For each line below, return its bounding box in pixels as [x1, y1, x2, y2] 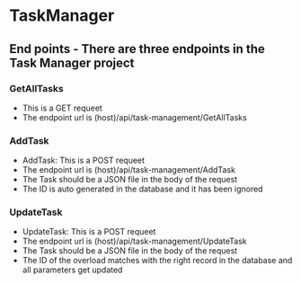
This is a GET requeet [22, 102, 103, 113]
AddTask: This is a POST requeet [22, 155, 146, 166]
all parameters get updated [22, 264, 123, 275]
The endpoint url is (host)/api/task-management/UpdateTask [22, 235, 247, 247]
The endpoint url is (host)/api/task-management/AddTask [22, 164, 236, 175]
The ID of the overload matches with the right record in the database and [22, 255, 293, 266]
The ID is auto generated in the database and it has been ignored [22, 183, 263, 194]
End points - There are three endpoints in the [9, 41, 265, 57]
